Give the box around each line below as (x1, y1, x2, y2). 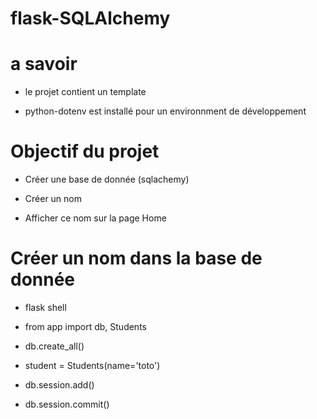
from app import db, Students (24, 321, 147, 332)
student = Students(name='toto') (24, 360, 161, 371)
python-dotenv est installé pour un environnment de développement (24, 105, 307, 117)
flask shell (24, 302, 67, 313)
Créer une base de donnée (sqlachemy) (24, 173, 190, 186)
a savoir (10, 53, 78, 76)
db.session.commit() (24, 398, 110, 410)
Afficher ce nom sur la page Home (24, 212, 167, 224)
